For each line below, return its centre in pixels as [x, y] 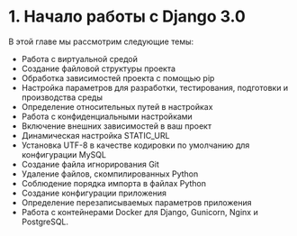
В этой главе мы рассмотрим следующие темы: [101, 41]
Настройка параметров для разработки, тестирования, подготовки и [155, 87]
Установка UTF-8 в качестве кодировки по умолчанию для [135, 145]
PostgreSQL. [45, 222]
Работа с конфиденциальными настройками [107, 116]
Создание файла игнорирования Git [90, 164]
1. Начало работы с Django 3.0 [127, 17]
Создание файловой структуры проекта [99, 68]
